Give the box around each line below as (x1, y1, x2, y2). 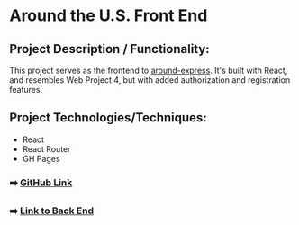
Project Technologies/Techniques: (9, 110, 207, 126)
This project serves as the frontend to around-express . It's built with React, (9, 65, 288, 76)
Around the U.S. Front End (9, 5, 208, 26)
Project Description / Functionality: (9, 41, 210, 57)
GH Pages (22, 153, 60, 164)
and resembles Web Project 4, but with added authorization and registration (9, 75, 291, 85)
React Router (22, 143, 71, 154)
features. (9, 85, 43, 94)
